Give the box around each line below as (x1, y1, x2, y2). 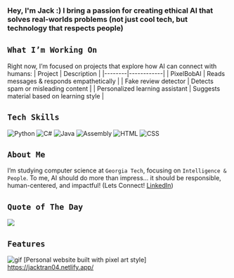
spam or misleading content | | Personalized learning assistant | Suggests (7, 84, 221, 93)
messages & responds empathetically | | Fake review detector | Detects (7, 77, 214, 85)
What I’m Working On (7, 45, 98, 55)
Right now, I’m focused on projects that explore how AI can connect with (7, 62, 217, 70)
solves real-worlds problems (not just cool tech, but (7, 14, 188, 24)
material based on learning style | (7, 91, 104, 100)
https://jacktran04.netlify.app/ (7, 263, 94, 271)
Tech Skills (7, 112, 60, 122)
